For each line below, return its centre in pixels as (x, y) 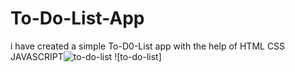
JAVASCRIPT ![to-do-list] (86, 56)
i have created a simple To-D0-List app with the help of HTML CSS (148, 46)
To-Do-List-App (77, 18)
